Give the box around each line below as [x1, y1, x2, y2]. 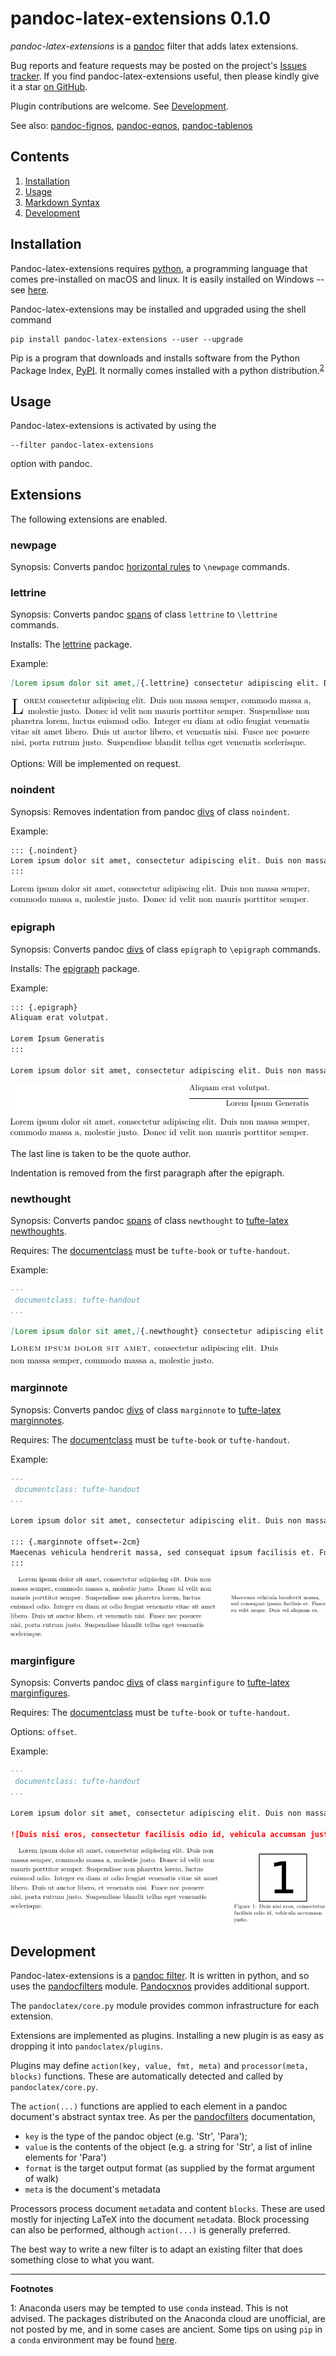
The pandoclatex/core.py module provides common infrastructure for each [10, 2000, 320, 2012]
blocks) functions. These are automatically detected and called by [10, 2070, 284, 2082]
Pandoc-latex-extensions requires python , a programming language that [10, 262, 308, 274]
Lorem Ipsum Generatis [10, 1034, 105, 1044]
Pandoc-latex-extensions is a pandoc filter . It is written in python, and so [10, 1970, 310, 1982]
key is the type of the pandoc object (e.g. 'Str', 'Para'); [24, 2130, 248, 2142]
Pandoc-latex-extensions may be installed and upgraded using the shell [10, 303, 307, 315]
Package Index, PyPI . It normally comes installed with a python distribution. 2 [10, 362, 325, 376]
